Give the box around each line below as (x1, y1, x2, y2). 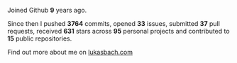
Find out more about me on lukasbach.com (7, 48, 133, 56)
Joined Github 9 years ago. (7, 6, 87, 14)
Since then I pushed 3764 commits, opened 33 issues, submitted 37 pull (7, 20, 220, 27)
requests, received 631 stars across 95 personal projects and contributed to (7, 27, 230, 35)
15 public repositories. (7, 34, 72, 43)
